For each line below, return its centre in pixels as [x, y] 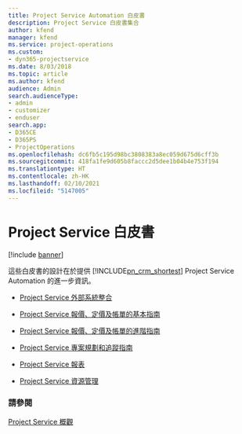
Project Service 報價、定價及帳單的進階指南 [90, 330]
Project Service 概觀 [41, 421]
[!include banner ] [36, 254]
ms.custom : [26, 52]
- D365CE [22, 132]
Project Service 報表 [52, 364]
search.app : [27, 125]
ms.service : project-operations [61, 45]
